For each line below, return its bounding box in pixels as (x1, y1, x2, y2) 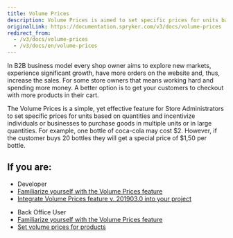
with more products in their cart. (7, 91, 99, 99)
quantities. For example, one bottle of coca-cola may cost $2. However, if (7, 126, 217, 135)
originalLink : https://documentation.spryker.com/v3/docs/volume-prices (7, 23, 222, 30)
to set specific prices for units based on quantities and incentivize (7, 112, 196, 120)
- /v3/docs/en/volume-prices (13, 42, 98, 49)
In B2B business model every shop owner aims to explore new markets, (7, 62, 212, 69)
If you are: (7, 161, 52, 173)
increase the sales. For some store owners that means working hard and (7, 76, 214, 84)
